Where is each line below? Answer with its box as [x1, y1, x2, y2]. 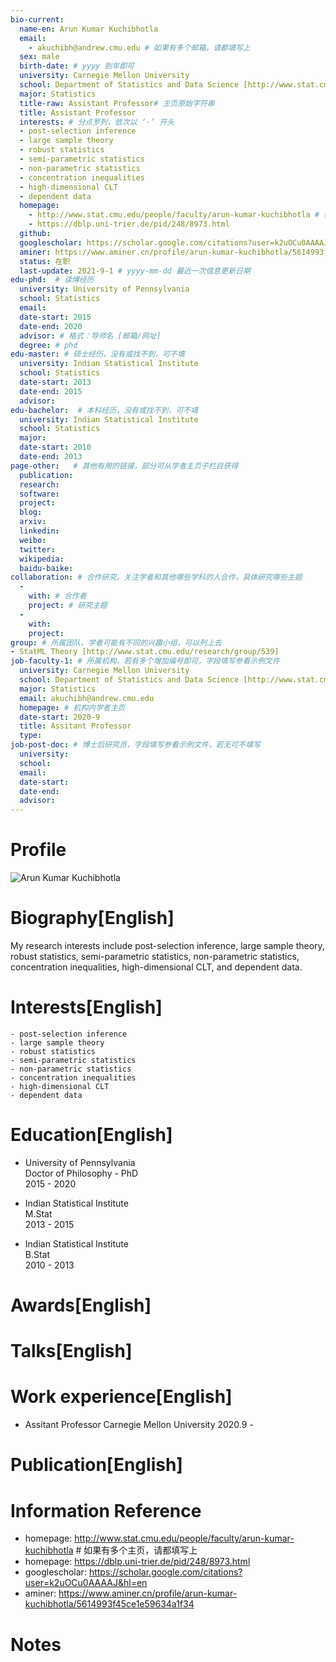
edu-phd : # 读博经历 [10, 275, 95, 285]
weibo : [19, 535, 47, 545]
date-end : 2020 [19, 321, 83, 331]
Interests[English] [10, 996, 163, 1019]
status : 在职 [19, 256, 71, 266]
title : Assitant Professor [19, 721, 132, 731]
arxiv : [19, 517, 47, 527]
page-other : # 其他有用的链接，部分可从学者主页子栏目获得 [10, 461, 239, 471]
